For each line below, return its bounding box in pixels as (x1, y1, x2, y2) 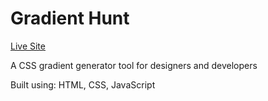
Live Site (10, 40, 46, 52)
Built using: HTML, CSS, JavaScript (10, 78, 156, 91)
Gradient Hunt (10, 7, 130, 30)
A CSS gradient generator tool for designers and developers (10, 59, 258, 71)
